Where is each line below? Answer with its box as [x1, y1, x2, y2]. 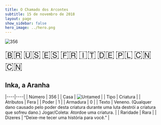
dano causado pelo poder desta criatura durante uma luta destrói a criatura [5, 104, 156, 110]
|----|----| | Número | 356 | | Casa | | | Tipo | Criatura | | [5, 94, 141, 100]
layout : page [5, 16, 32, 21]
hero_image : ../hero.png [5, 25, 55, 30]
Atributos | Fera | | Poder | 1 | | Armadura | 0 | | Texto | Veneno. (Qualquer [5, 99, 152, 105]
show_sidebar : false [5, 21, 47, 26]
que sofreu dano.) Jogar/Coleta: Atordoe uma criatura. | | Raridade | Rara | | [5, 109, 157, 115]
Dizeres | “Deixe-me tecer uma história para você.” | [5, 114, 110, 120]
